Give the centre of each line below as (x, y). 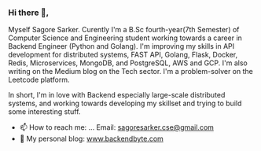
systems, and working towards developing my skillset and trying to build (125, 103)
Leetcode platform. (39, 80)
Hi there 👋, (29, 13)
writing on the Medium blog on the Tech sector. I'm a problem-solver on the (130, 72)
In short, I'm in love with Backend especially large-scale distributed (117, 95)
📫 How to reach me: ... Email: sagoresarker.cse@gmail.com (117, 127)
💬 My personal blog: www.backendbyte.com (91, 139)
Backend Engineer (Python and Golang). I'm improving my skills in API (121, 46)
